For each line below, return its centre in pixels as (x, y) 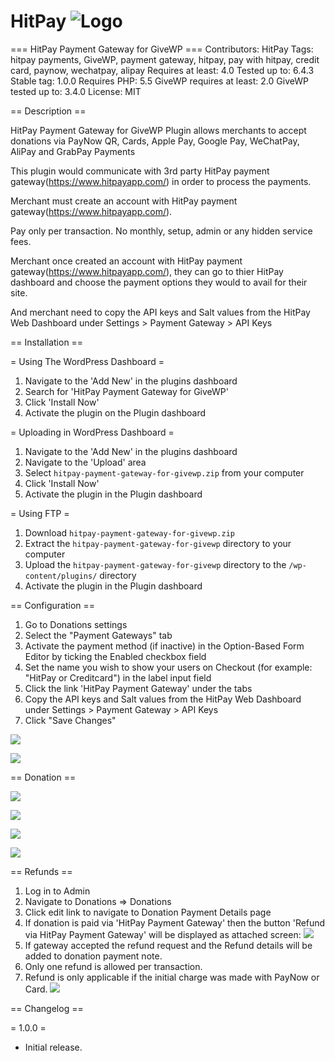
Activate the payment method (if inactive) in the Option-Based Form (164, 646)
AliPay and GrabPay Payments (73, 151)
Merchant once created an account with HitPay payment (126, 261)
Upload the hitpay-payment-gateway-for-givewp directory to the (155, 564)
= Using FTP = (40, 513)
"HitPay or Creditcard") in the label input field (118, 677)
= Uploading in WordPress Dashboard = (92, 432)
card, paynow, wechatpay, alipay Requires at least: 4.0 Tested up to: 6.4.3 (162, 70)
